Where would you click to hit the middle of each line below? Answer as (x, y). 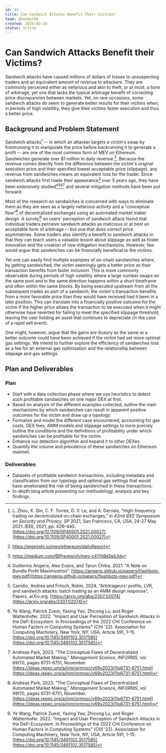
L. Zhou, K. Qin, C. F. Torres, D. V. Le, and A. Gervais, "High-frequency (84, 511)
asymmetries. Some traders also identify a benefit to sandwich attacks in (79, 234)
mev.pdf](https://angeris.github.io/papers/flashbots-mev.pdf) (75, 576)
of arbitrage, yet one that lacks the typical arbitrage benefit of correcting (79, 93)
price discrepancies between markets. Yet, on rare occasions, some (74, 98)
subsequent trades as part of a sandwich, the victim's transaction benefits (81, 291)
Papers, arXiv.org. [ (32, 596)
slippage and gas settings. (32, 353)
